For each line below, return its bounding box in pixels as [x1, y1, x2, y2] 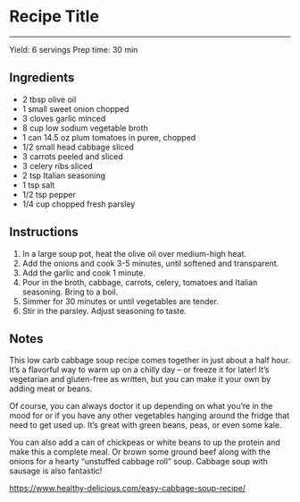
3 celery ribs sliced [21, 160, 93, 171]
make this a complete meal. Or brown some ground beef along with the [9, 447, 271, 457]
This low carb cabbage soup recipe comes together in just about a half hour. [9, 355, 291, 366]
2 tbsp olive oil [21, 94, 77, 105]
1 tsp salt [21, 179, 55, 190]
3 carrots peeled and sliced [21, 150, 123, 162]
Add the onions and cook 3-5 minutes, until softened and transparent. [21, 258, 279, 268]
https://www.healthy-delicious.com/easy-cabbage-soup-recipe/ [9, 483, 246, 494]
